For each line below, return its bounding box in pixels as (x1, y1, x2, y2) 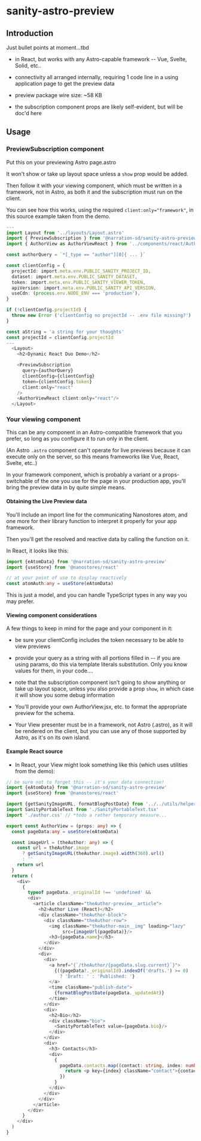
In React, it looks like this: (6, 547, 69, 554)
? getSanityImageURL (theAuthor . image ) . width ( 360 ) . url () (22, 851, 165, 857)
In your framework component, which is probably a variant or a (6, 471, 162, 478)
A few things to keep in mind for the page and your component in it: (6, 625, 173, 632)
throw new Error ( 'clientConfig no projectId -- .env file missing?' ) (11, 313, 191, 319)
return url (17, 862, 44, 868)
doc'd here (14, 110, 42, 116)
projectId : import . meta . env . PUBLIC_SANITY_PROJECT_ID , (11, 268, 151, 274)
